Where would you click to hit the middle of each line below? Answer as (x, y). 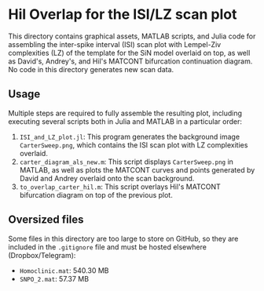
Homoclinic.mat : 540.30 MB (64, 270)
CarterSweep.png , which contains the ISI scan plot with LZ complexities (134, 145)
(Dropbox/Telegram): (42, 255)
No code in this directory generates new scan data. (91, 69)
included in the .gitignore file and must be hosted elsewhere (107, 247)
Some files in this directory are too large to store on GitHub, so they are (123, 238)
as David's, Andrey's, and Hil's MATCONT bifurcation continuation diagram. (130, 61)
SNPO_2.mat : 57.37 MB (54, 278)
